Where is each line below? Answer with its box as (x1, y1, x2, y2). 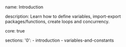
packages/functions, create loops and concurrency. (5, 19, 110, 24)
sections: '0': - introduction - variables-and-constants (5, 37, 114, 43)
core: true (5, 28, 25, 33)
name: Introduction (5, 4, 44, 10)
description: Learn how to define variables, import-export (5, 14, 121, 19)
